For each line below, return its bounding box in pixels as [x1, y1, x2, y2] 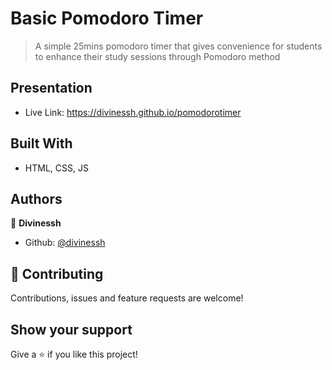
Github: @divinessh [24, 237, 106, 249]
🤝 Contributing [10, 265, 104, 282]
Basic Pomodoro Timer [10, 7, 204, 30]
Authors [10, 190, 63, 207]
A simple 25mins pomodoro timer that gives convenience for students [34, 40, 323, 52]
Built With [10, 135, 73, 152]
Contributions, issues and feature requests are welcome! [10, 292, 244, 304]
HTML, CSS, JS [24, 162, 89, 174]
